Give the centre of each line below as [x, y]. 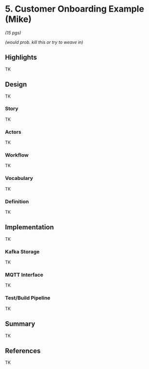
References [23, 351]
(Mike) [18, 19]
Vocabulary [19, 178]
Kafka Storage [22, 251]
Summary [20, 324]
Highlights [21, 58]
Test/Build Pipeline [28, 298]
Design [16, 84]
